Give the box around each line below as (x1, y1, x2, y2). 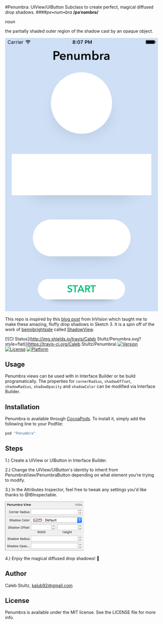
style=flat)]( (5, 341, 29, 347)
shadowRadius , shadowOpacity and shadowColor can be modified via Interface (5, 383, 156, 389)
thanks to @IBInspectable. (5, 492, 58, 497)
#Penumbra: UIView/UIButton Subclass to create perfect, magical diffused (5, 4, 154, 10)
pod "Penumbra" (5, 431, 36, 436)
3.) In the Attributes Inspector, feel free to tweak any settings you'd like (5, 487, 147, 492)
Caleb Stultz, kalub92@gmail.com (5, 582, 73, 588)
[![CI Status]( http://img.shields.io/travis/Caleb (5, 336, 96, 341)
